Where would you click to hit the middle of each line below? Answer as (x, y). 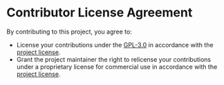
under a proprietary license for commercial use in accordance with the (117, 66)
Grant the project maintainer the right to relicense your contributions (114, 59)
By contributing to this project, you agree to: (69, 32)
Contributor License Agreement (100, 13)
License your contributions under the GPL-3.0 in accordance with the (115, 45)
